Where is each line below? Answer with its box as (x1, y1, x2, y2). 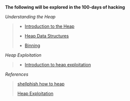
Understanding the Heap (5, 14, 56, 19)
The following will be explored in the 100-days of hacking (5, 4, 125, 10)
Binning (24, 43, 41, 49)
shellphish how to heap (17, 81, 65, 87)
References (5, 71, 29, 77)
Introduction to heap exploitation (24, 62, 91, 67)
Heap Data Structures (24, 33, 69, 39)
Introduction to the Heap (24, 23, 75, 29)
